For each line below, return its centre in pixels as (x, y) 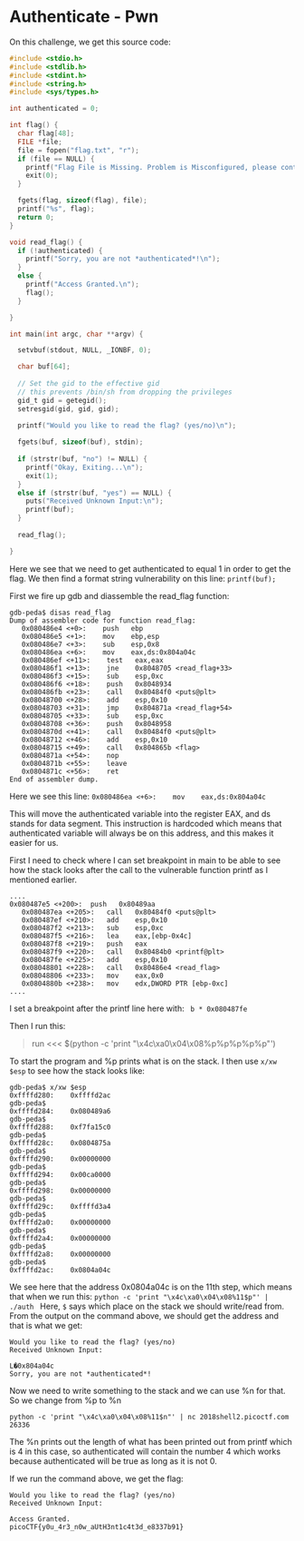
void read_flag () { (46, 242)
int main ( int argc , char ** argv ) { (76, 334)
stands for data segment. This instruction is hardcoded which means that (146, 823)
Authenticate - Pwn (84, 17)
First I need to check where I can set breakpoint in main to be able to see (145, 860)
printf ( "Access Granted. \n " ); (83, 285)
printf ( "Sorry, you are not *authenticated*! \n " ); (123, 259)
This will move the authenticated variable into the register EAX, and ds (140, 813)
